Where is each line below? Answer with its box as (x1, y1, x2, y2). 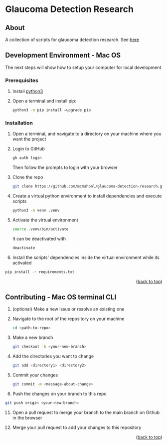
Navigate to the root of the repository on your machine (12, 316, 125, 322)
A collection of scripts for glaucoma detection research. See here (5, 36, 140, 42)
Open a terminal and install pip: (12, 98, 76, 104)
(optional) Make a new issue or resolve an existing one (12, 306, 125, 312)
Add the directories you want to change (12, 353, 94, 359)
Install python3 (12, 88, 43, 94)
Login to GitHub (12, 146, 45, 152)
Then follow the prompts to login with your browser (12, 164, 118, 170)
